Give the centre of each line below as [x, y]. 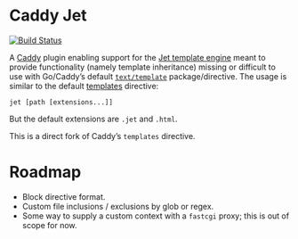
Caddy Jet [48, 16]
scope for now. [49, 225]
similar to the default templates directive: [84, 86]
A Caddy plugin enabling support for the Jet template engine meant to [137, 57]
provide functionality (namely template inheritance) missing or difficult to [142, 67]
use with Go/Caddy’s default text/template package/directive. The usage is [148, 76]
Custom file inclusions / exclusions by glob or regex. [118, 206]
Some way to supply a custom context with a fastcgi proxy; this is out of [156, 216]
